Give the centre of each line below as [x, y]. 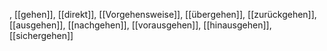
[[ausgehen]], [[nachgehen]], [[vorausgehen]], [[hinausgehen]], [140, 25]
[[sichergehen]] [41, 35]
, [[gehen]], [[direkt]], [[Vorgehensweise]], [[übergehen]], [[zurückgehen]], [163, 14]
